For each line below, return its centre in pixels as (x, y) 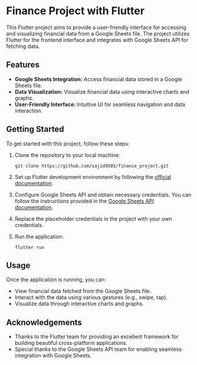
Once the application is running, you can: (56, 280)
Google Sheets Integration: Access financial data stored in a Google (98, 79)
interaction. (28, 110)
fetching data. (23, 46)
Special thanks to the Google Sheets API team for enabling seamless (98, 349)
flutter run (29, 247)
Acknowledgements (44, 322)
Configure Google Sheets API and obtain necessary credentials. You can (103, 194)
